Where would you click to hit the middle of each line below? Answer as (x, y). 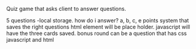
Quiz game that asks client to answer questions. (66, 9)
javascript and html (30, 40)
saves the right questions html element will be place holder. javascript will (98, 27)
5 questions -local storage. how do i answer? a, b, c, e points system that (98, 20)
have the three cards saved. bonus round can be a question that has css (96, 33)
